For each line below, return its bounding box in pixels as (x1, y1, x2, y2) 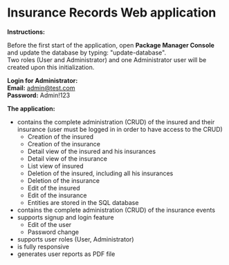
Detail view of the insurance (27, 154, 108, 163)
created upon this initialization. (7, 63, 95, 71)
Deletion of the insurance (27, 176, 100, 184)
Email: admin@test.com (7, 84, 75, 92)
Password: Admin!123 (7, 91, 71, 99)
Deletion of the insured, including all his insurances (27, 169, 174, 177)
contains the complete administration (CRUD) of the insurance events (17, 206, 216, 214)
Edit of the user (27, 220, 72, 228)
